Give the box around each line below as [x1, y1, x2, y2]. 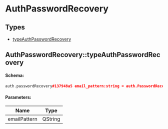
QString [42, 115, 60, 122]
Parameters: [5, 94, 31, 100]
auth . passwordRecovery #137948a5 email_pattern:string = [5, 83, 124, 88]
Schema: [5, 72, 24, 78]
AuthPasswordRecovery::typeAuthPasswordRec [5, 50, 161, 59]
